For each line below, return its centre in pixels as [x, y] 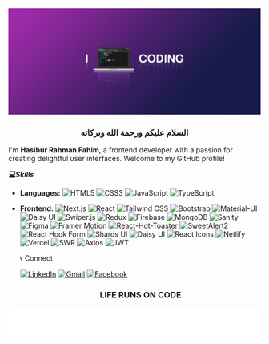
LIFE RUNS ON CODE [141, 294]
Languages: [40, 192]
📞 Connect [36, 258]
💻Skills [21, 174]
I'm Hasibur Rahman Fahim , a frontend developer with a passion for [121, 150]
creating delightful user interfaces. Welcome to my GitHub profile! [117, 158]
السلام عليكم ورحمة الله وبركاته [134, 132]
